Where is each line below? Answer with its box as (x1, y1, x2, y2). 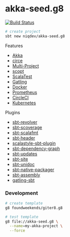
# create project (5, 29, 41, 34)
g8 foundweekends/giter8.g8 (5, 205, 63, 210)
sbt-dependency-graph (12, 145, 60, 152)
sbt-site (12, 156, 28, 162)
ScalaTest (12, 73, 33, 79)
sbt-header (12, 135, 35, 141)
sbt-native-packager (12, 166, 54, 172)
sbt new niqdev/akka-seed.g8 (5, 33, 65, 39)
